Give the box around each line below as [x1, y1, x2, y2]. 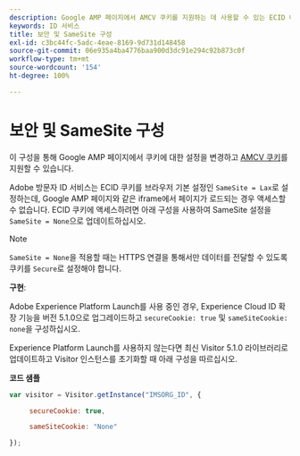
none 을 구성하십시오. [9, 323, 80, 334]
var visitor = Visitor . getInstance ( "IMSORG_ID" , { [9, 390, 202, 399]
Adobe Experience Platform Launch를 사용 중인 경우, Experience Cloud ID [9, 300, 277, 311]
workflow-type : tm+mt [9, 55, 90, 63]
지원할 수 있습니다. [9, 163, 74, 173]
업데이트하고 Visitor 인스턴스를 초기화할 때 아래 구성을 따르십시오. [9, 353, 238, 364]
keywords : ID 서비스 [9, 21, 80, 30]
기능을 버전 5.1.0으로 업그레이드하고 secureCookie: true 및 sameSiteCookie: [18, 312, 288, 323]
